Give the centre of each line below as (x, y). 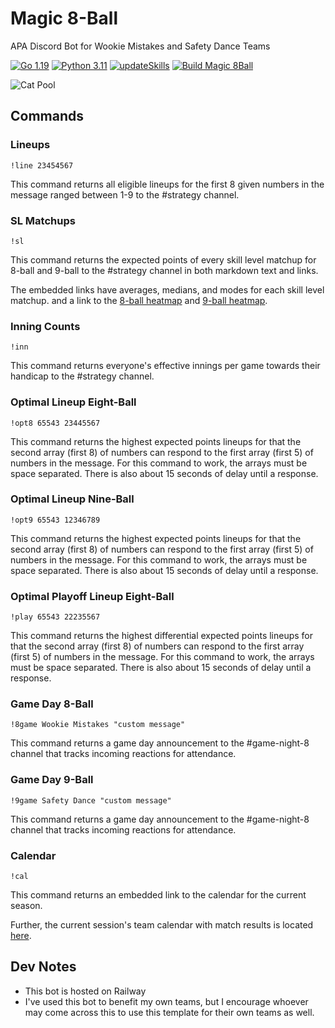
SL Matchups (43, 220)
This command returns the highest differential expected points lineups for (162, 636)
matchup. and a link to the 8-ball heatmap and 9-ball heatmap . (139, 300)
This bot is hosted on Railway (85, 991)
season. (26, 905)
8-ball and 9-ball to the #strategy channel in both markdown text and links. (164, 270)
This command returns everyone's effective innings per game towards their (165, 366)
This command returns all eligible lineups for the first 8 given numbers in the (167, 184)
